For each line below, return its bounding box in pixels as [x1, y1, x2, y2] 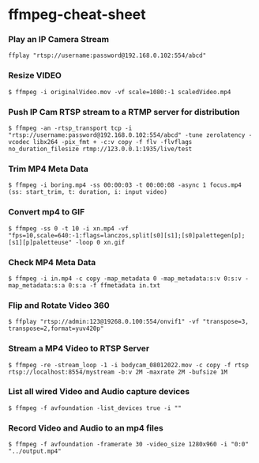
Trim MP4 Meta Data [8, 164, 89, 174]
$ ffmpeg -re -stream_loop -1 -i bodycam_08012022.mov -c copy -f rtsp [8, 361, 249, 369]
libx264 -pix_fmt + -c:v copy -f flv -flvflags [32, 139, 193, 146]
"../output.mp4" [8, 447, 62, 456]
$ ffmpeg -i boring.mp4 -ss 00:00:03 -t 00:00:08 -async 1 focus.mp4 [8, 181, 242, 189]
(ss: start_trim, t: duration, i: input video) [8, 188, 168, 196]
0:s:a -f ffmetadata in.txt [68, 281, 160, 290]
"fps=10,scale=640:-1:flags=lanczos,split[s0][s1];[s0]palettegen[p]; [8, 231, 246, 239]
